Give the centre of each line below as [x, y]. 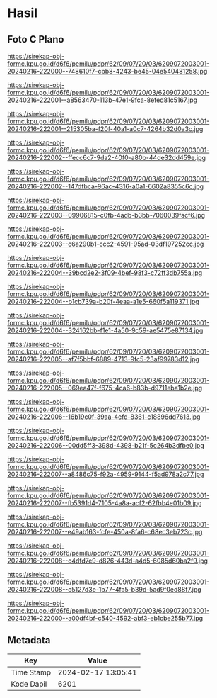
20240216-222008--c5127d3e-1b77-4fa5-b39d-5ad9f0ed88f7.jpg [104, 589]
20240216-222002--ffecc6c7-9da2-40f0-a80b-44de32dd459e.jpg [107, 158]
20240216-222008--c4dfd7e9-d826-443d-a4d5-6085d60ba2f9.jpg [108, 561]
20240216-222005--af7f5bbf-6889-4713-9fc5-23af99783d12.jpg [104, 359]
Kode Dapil [29, 684]
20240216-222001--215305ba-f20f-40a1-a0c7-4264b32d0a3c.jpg [105, 129]
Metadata [29, 640]
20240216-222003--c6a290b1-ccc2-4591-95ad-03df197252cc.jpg [106, 244]
